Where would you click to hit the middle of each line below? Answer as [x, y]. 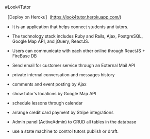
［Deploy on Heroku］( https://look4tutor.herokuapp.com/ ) [63, 17]
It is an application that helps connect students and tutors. [70, 27]
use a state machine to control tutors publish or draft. [65, 131]
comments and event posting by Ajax [49, 84]
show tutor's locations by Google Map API [54, 94]
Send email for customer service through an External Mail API [74, 65]
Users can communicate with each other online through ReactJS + [79, 51]
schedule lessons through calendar [47, 103]
